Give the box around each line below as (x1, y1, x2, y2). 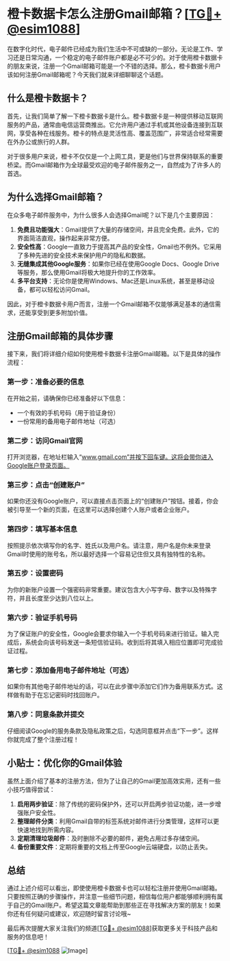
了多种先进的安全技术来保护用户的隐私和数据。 (16, 251, 149, 259)
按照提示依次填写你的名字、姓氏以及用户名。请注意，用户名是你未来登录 (7, 541, 211, 549)
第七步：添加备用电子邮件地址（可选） (7, 666, 133, 675)
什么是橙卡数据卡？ (7, 92, 88, 104)
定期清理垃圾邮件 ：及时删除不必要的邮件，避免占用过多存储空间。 (16, 834, 203, 843)
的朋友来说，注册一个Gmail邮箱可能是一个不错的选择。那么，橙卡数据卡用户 (7, 62, 221, 70)
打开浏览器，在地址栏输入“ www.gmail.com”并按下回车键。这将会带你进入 (7, 453, 214, 461)
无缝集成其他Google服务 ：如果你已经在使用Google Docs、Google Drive (16, 260, 220, 268)
